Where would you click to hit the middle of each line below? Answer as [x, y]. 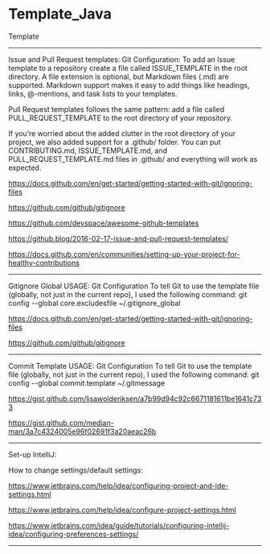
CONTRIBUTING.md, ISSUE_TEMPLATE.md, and [88, 151]
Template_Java [60, 14]
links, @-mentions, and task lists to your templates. [93, 93]
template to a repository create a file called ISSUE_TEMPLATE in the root [128, 68]
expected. [25, 167]
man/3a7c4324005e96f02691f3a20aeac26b [82, 431]
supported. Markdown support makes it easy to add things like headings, [129, 85]
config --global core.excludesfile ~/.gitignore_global [94, 303]
